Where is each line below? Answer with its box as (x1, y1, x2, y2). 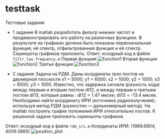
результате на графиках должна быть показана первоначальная (12, 39, 151, 45)
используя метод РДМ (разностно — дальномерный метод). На (12, 102, 151, 108)
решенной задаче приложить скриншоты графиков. (12, 113, 124, 119)
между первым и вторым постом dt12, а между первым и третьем (12, 86, 156, 92)
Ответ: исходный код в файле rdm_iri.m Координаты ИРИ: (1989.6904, (5, 123, 156, 129)
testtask (5, 3, 40, 14)
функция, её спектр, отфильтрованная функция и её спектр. (12, 45, 142, 51)
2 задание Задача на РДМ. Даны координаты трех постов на (12, 70, 144, 76)
